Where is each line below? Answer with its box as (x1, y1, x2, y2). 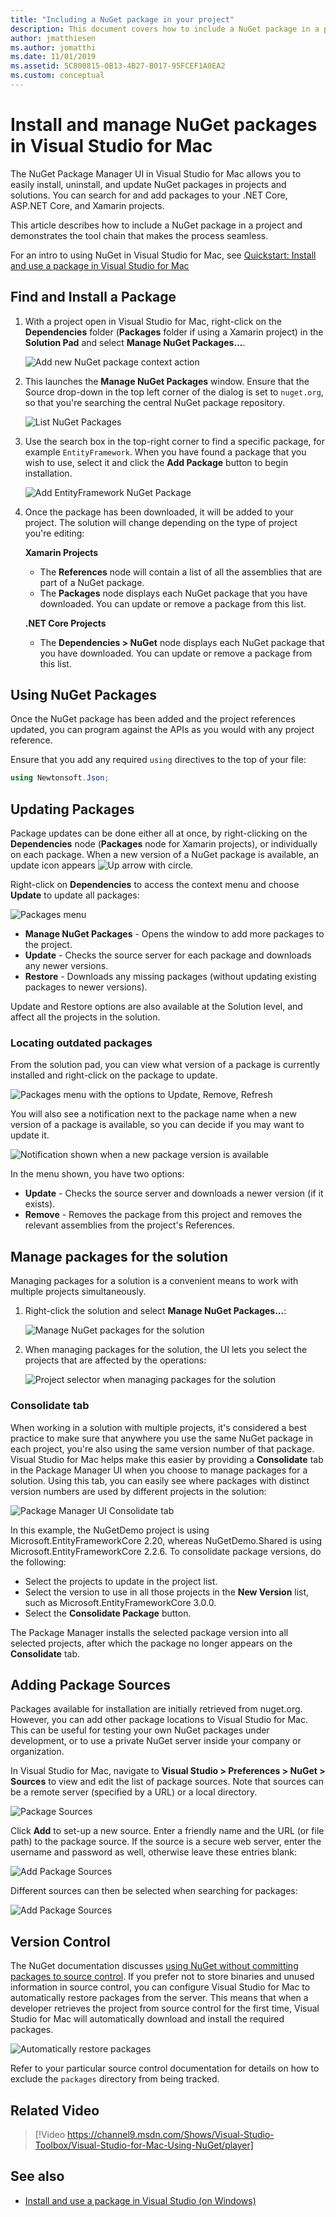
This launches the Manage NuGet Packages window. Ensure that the (24, 375, 310, 387)
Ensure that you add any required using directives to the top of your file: (10, 754, 307, 766)
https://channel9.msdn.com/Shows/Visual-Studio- (67, 2128, 275, 2140)
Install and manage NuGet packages (10, 114, 318, 136)
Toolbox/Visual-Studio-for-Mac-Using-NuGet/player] (34, 2139, 254, 2151)
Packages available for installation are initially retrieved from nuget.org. (10, 1703, 303, 1715)
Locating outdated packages (10, 1036, 153, 1050)
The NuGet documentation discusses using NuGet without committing (10, 1960, 299, 1972)
